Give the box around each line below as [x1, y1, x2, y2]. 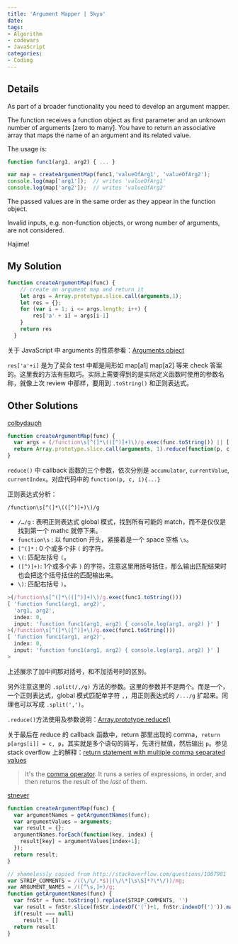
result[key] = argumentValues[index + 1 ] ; [20, 838, 141, 845]
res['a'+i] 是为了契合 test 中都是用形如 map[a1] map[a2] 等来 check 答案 [7, 360, 223, 370]
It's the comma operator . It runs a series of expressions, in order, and [24, 769, 227, 778]
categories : [7, 50, 42, 58]
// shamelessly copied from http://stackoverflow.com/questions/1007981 [7, 870, 227, 878]
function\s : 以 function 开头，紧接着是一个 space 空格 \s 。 [17, 535, 193, 544]
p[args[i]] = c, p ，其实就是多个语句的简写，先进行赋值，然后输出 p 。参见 [7, 739, 228, 747]
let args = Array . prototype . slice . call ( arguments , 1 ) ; [20, 292, 182, 299]
